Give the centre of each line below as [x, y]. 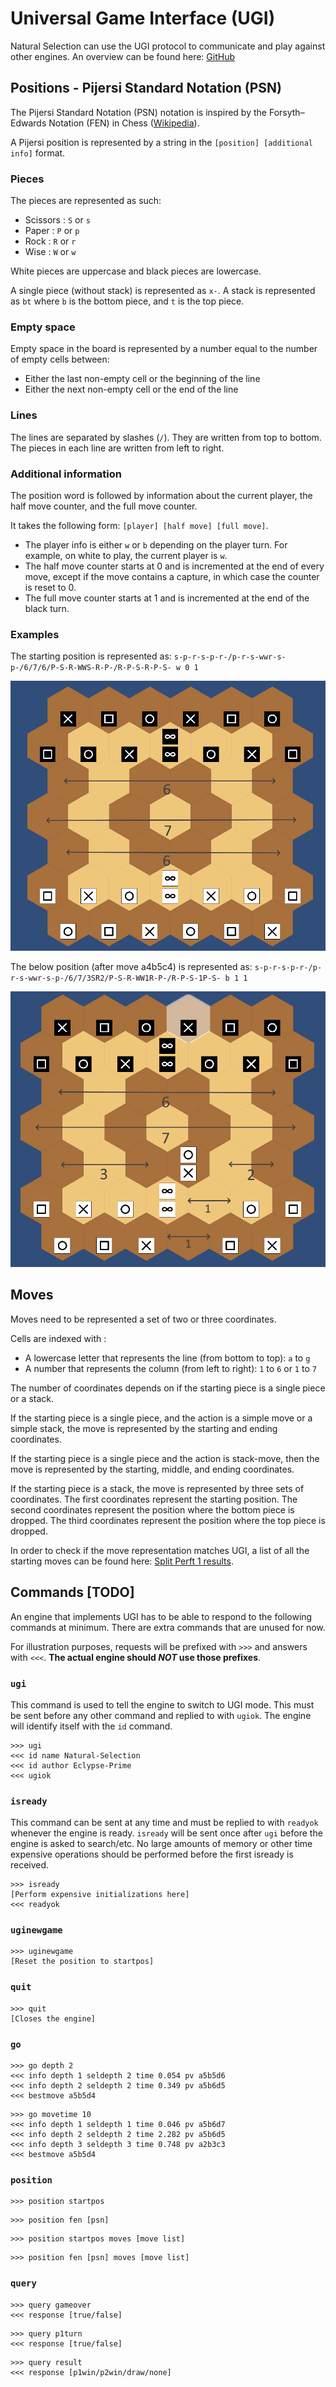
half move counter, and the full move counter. [104, 506]
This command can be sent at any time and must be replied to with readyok [164, 1823]
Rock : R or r [50, 241]
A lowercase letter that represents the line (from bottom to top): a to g [167, 1358]
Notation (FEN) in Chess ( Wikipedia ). [124, 123]
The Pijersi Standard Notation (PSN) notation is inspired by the [138, 112]
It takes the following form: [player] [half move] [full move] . [139, 525]
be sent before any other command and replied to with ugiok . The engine [161, 1715]
